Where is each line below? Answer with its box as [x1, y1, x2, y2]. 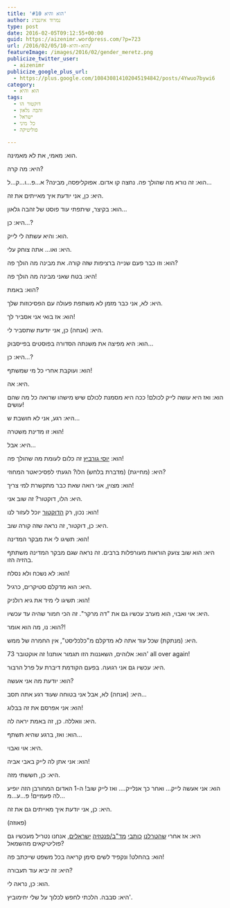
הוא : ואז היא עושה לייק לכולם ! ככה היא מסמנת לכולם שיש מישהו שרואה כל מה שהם [7, 393, 224, 402]
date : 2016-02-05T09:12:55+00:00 [7, 29, 104, 37]
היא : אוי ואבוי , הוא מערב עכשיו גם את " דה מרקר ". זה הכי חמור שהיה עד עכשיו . [7, 610, 210, 618]
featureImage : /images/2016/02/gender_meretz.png [7, 49, 154, 56]
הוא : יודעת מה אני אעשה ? [7, 677, 74, 685]
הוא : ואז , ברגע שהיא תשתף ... [7, 730, 82, 739]
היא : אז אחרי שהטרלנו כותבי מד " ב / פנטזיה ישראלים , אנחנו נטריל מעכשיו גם [7, 832, 201, 840]
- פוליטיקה [13, 126, 38, 133]
